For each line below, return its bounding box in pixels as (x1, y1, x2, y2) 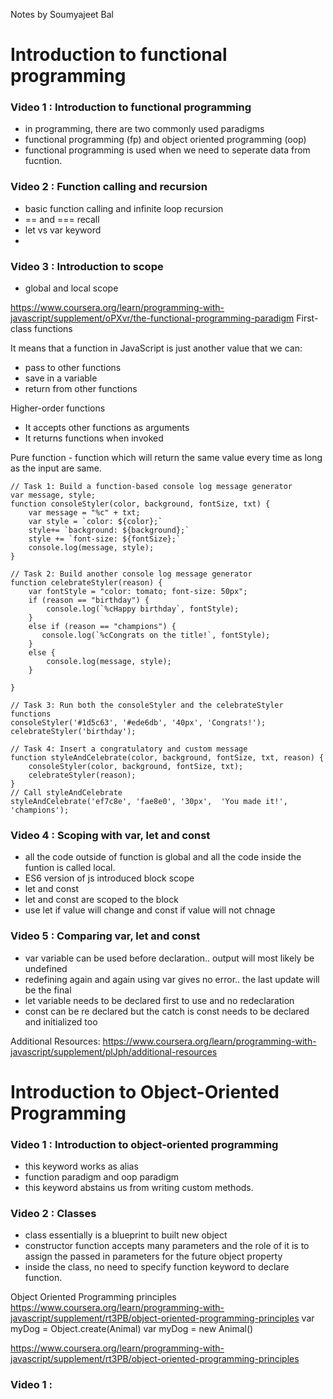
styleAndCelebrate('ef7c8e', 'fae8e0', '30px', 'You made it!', (10, 797, 288, 807)
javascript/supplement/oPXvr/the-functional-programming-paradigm (10, 312, 295, 324)
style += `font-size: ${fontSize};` (28, 534, 182, 544)
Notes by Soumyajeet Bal (10, 9, 114, 20)
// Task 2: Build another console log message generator (10, 569, 253, 579)
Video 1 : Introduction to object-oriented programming (10, 1137, 279, 1151)
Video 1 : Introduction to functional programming (10, 100, 252, 114)
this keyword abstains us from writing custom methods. (24, 1182, 254, 1194)
